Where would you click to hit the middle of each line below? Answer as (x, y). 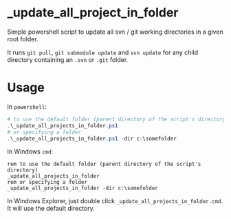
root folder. (23, 39)
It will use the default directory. (51, 209)
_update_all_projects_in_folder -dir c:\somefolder (82, 188)
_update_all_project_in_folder (93, 13)
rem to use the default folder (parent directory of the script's (104, 164)
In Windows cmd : (30, 152)
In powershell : (27, 106)
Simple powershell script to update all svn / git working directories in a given (115, 32)
